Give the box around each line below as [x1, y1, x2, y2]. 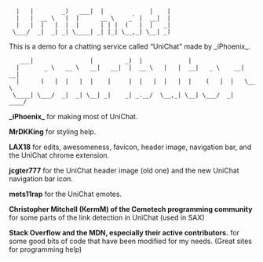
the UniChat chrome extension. [9, 151, 110, 160]
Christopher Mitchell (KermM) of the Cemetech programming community [9, 205, 253, 213]
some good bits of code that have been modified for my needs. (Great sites [9, 236, 252, 246]
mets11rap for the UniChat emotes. [9, 189, 122, 198]
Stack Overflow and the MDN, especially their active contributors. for [9, 228, 240, 237]
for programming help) [9, 245, 82, 254]
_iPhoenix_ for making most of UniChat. [9, 112, 138, 121]
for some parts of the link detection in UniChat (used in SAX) [9, 213, 205, 222]
